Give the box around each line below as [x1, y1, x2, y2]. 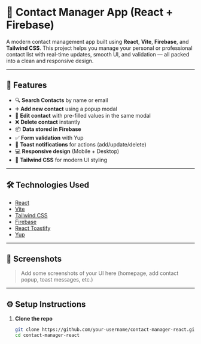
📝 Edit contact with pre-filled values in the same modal [14, 112, 151, 119]
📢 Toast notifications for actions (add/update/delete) [14, 140, 147, 148]
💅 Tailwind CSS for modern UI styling [14, 156, 108, 163]
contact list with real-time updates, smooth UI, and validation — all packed [6, 50, 190, 58]
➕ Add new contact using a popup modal [14, 105, 118, 112]
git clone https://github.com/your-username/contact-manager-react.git [14, 327, 197, 333]
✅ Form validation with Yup [14, 134, 84, 141]
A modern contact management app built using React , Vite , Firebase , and [6, 38, 189, 45]
